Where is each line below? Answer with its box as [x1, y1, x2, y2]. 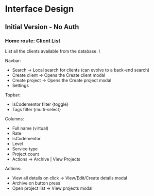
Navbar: [5, 57, 21, 64]
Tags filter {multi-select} [12, 106, 61, 112]
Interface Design [5, 3, 74, 15]
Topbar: [5, 92, 21, 98]
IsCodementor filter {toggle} [12, 101, 69, 107]
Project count [12, 151, 39, 157]
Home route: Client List [5, 37, 61, 44]
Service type [12, 146, 38, 151]
